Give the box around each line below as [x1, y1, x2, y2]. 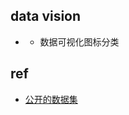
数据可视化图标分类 [39, 35, 120, 48]
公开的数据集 [24, 93, 78, 105]
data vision [10, 8, 82, 25]
